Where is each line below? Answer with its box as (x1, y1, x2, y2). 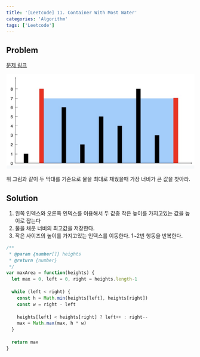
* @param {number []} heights (8, 251, 82, 257)
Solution (6, 193, 38, 203)
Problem (6, 45, 39, 55)
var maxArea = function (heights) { (6, 270, 95, 276)
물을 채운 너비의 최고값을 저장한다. (14, 224, 95, 232)
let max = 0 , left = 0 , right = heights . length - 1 (11, 276, 137, 282)
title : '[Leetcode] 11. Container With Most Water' (6, 10, 137, 16)
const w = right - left (17, 301, 76, 307)
